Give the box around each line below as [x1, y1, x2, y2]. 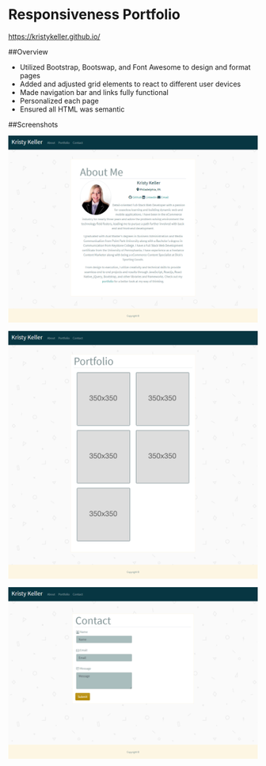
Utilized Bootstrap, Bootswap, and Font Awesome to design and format [19, 62, 251, 72]
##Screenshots [8, 119, 59, 129]
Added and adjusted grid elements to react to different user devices [19, 79, 241, 89]
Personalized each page [19, 96, 99, 105]
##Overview [8, 47, 49, 56]
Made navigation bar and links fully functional [19, 87, 169, 97]
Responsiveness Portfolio [8, 6, 180, 24]
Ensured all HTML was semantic [19, 104, 125, 114]
